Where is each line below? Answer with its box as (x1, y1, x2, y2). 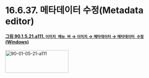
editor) (5, 16, 34, 27)
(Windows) (5, 39, 29, 45)
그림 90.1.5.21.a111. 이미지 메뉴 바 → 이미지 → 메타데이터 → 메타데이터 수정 (5, 33, 144, 39)
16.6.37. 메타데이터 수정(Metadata (5, 5, 144, 16)
